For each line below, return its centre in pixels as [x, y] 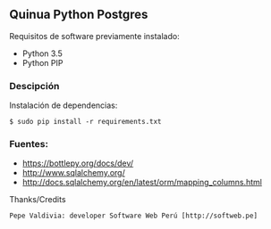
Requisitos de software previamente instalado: [95, 36]
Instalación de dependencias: [64, 105]
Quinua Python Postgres [79, 15]
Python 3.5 [42, 53]
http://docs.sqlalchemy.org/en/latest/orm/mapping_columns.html [142, 183]
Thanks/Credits [38, 200]
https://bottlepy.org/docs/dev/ [78, 163]
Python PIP [42, 62]
